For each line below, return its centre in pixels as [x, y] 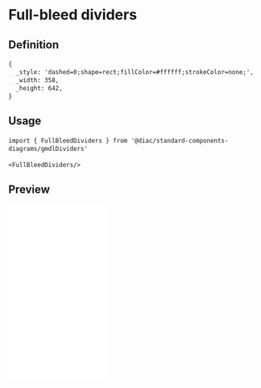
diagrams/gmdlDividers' [48, 148]
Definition [33, 45]
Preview [29, 190]
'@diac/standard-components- [180, 140]
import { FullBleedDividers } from [68, 140]
